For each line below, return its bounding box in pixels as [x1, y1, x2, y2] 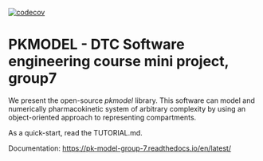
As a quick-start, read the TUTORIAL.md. [8, 128, 143, 137]
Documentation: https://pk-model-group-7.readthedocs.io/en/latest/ [8, 143, 232, 153]
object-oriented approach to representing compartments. [8, 112, 197, 122]
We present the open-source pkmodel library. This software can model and [8, 96, 255, 105]
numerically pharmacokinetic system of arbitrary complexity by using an [8, 104, 246, 113]
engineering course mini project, [8, 53, 230, 71]
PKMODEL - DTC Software [8, 36, 185, 53]
